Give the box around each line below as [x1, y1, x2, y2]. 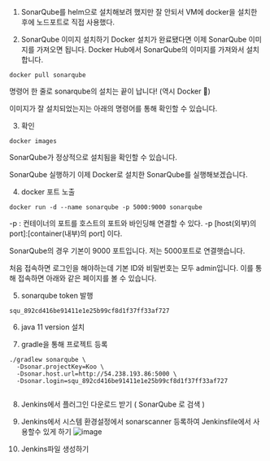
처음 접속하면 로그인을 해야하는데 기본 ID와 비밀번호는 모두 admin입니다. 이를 [9, 263, 255, 272]
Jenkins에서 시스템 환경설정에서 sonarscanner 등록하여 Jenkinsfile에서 [20, 417, 251, 426]
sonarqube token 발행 [20, 291, 94, 300]
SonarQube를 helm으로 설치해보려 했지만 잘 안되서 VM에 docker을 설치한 [20, 7, 258, 16]
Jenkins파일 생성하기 [20, 444, 89, 454]
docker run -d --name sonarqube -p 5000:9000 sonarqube [9, 203, 202, 211]
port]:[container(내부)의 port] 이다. [9, 228, 123, 238]
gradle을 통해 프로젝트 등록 [20, 340, 108, 349]
